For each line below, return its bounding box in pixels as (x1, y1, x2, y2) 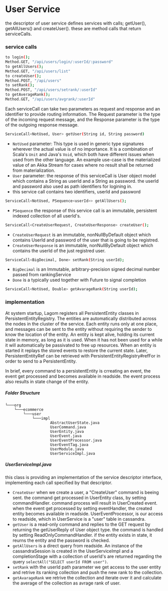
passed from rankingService (12, 272, 72, 278)
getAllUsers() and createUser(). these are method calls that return (5, 25, 141, 31)
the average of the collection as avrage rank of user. (12, 580, 121, 586)
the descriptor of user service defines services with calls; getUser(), (5, 20, 146, 26)
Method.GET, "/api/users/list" (5, 69, 71, 74)
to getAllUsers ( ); (5, 64, 44, 69)
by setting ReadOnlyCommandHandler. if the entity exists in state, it (12, 532, 152, 538)
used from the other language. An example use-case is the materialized (12, 157, 160, 163)
